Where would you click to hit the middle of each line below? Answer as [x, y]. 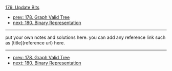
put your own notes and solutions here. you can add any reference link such [85, 37]
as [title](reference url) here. [35, 43]
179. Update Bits [23, 7]
